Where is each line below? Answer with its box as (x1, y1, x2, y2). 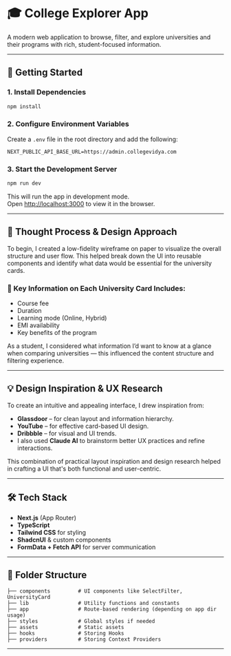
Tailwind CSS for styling (16, 528, 87, 536)
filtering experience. (7, 356, 65, 365)
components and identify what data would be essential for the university (7, 259, 212, 267)
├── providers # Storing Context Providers (7, 635, 162, 643)
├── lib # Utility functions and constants (7, 599, 180, 606)
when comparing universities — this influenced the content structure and (7, 349, 214, 358)
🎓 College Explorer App (7, 6, 149, 21)
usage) (7, 611, 26, 619)
